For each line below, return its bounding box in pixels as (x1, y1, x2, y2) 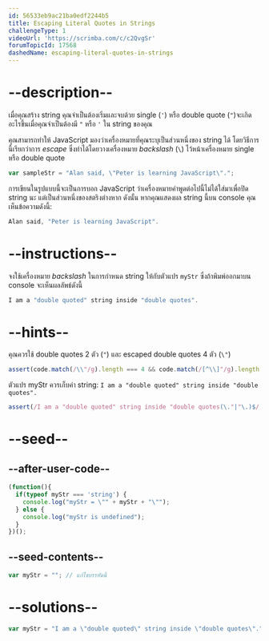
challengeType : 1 (8, 26, 66, 34)
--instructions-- (8, 244, 118, 263)
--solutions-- (8, 599, 98, 617)
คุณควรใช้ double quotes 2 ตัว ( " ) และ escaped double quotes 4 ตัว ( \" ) (8, 349, 231, 359)
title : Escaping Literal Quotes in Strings (8, 19, 156, 27)
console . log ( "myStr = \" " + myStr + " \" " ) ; (22, 498, 171, 506)
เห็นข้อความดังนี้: (8, 201, 53, 211)
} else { (15, 506, 45, 514)
